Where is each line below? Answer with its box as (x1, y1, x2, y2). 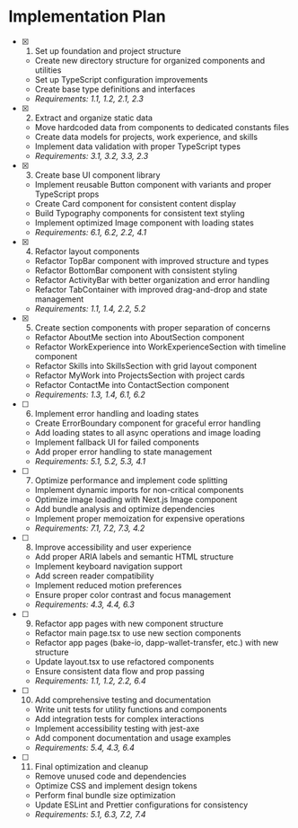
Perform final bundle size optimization (34, 789, 176, 800)
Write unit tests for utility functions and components (34, 703, 228, 715)
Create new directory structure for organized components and (34, 55, 266, 66)
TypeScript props (34, 189, 100, 199)
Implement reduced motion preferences (34, 579, 182, 590)
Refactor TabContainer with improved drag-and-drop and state (34, 284, 268, 295)
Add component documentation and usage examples (34, 732, 232, 743)
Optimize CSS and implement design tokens (34, 780, 198, 791)
